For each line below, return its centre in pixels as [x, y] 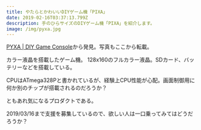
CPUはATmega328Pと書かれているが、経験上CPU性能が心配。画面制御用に [101, 80]
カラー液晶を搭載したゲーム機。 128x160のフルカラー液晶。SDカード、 [95, 60]
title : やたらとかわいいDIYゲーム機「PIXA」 [57, 12]
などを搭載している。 [49, 67]
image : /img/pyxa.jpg [34, 29]
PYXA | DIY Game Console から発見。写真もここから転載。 [80, 47]
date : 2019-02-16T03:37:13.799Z [47, 18]
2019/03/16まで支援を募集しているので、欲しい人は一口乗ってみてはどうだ [100, 114]
